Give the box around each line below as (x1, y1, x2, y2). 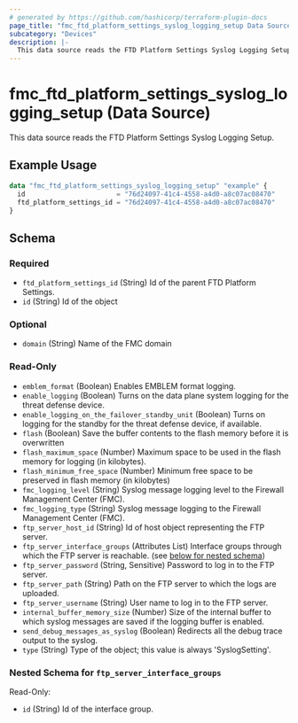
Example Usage (9, 158, 98, 173)
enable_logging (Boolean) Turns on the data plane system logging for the (21, 390, 289, 400)
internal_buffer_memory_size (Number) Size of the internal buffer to (21, 606, 272, 617)
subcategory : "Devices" (9, 29, 98, 38)
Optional (9, 318, 47, 330)
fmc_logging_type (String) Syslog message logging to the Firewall (21, 502, 262, 514)
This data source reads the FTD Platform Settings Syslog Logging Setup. (9, 132, 275, 143)
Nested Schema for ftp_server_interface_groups (9, 666, 222, 679)
